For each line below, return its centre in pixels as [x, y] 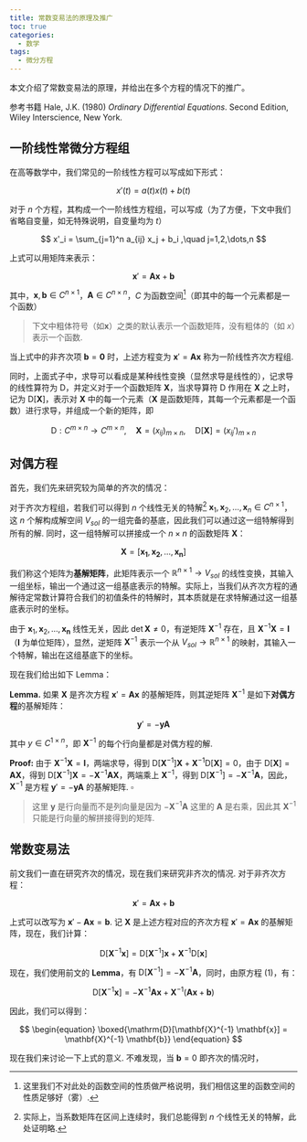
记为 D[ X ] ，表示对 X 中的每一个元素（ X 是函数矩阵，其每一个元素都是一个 [149, 400]
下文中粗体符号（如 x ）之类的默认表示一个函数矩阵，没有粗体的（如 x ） [164, 326]
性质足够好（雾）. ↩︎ [60, 1097]
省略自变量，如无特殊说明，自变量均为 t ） [88, 220]
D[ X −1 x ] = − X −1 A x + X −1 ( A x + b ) [153, 991]
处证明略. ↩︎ [44, 1128]
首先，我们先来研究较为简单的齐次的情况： [90, 487]
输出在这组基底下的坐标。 [89, 656]
